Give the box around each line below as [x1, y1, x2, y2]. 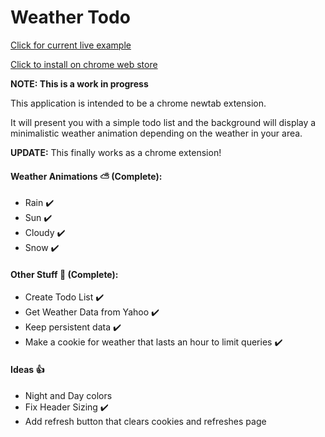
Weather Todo [10, 6, 131, 29]
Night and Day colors [24, 389, 113, 401]
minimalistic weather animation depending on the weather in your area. [10, 127, 303, 139]
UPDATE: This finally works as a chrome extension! [10, 146, 222, 158]
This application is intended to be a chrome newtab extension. [10, 97, 267, 109]
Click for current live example [10, 39, 132, 51]
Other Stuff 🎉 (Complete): [10, 268, 119, 280]
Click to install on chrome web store [10, 58, 158, 70]
